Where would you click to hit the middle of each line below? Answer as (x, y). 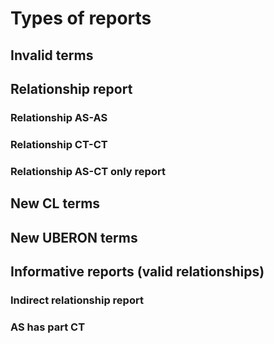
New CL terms (55, 203)
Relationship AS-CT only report (88, 171)
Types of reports (81, 18)
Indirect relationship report (77, 300)
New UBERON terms (74, 237)
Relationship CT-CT (59, 144)
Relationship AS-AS (59, 117)
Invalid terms (52, 55)
